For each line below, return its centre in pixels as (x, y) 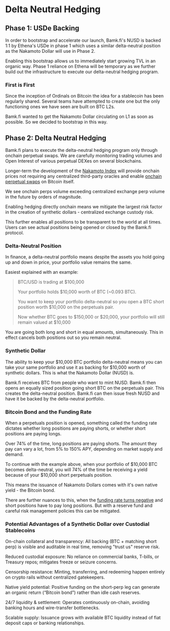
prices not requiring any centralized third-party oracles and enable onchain (83, 176)
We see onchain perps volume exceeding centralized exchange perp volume (85, 192)
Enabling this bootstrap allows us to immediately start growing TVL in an (80, 61)
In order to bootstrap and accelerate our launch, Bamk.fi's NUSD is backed (83, 40)
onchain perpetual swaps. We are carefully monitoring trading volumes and (83, 155)
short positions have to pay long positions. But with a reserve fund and (79, 506)
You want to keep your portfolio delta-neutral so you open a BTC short (91, 302)
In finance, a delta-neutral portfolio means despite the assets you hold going (85, 257)
